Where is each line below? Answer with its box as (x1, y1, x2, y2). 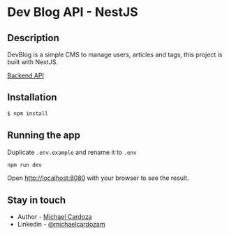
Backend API (7, 71, 44, 79)
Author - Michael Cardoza (17, 213, 92, 221)
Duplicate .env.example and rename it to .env (7, 148, 137, 156)
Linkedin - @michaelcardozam (17, 220, 105, 229)
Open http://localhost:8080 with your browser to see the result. (7, 174, 190, 182)
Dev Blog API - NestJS (7, 4, 138, 20)
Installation (7, 91, 57, 103)
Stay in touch (7, 194, 66, 206)
